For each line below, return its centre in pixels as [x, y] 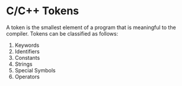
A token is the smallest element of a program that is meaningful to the [91, 27]
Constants [27, 58]
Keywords [27, 45]
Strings [23, 64]
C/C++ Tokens [43, 11]
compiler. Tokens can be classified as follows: [62, 33]
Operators [27, 77]
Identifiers [27, 51]
